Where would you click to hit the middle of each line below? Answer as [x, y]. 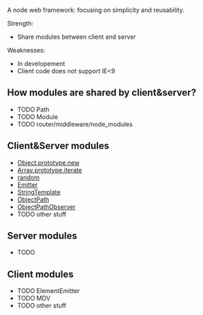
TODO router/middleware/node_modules [75, 124]
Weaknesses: [26, 50]
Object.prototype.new [48, 163]
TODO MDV [33, 298]
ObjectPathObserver [46, 206]
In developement [41, 64]
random [28, 177]
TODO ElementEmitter [48, 291]
